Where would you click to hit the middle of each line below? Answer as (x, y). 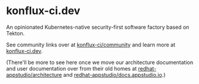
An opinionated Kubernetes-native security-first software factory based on (98, 27)
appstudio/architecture (34, 75)
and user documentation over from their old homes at (72, 68)
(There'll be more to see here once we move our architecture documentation (100, 62)
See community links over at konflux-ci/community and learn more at (91, 45)
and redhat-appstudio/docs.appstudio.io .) (114, 75)
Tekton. (15, 33)
